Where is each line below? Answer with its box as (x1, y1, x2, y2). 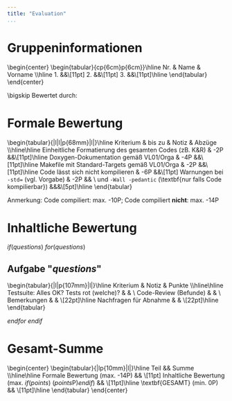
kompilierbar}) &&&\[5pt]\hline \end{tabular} (7, 182, 133, 190)
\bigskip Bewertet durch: (7, 91, 78, 99)
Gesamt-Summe (7, 341, 104, 357)
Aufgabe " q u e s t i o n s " (7, 262, 102, 274)
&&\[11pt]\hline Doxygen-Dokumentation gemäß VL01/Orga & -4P (7, 153, 193, 161)
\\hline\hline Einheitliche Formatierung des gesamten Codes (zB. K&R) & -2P (7, 145, 224, 154)
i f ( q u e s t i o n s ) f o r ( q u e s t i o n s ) (7, 243, 86, 251)
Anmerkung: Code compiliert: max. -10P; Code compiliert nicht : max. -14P (7, 195, 220, 204)
